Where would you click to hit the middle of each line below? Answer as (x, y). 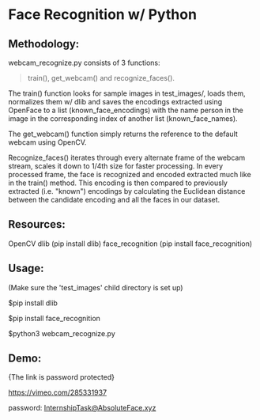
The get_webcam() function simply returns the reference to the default (123, 134)
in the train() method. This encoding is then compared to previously (118, 183)
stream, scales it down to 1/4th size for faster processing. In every (116, 166)
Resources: (37, 224)
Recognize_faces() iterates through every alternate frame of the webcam (127, 157)
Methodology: (44, 44)
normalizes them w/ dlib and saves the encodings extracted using (115, 102)
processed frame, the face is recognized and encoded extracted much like (130, 174)
